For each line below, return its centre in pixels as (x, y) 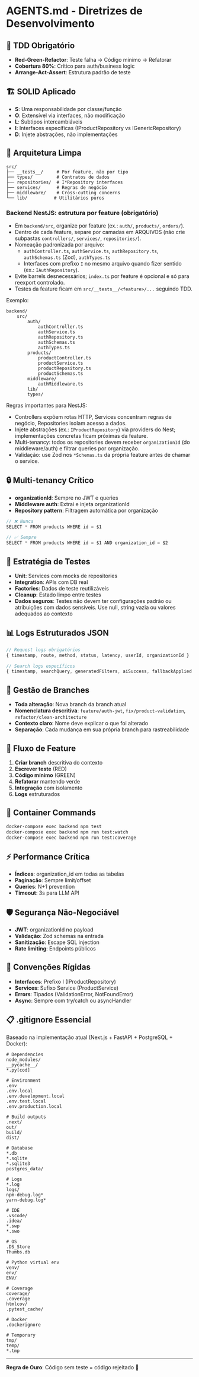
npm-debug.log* (25, 1195)
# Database (20, 1148)
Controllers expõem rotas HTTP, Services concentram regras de (93, 416)
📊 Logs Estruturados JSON (57, 633)
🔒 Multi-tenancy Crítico (50, 480)
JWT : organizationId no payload (54, 930)
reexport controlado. (40, 282)
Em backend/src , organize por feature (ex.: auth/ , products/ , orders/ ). (99, 225)
